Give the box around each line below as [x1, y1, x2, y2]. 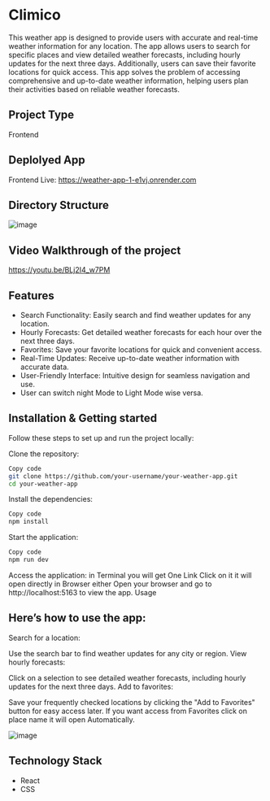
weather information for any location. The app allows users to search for [8, 41, 250, 50]
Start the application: [8, 533, 79, 542]
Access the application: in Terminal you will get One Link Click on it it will [8, 570, 252, 580]
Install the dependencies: [8, 494, 94, 504]
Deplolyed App [8, 153, 85, 168]
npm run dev [8, 555, 49, 564]
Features [8, 289, 54, 303]
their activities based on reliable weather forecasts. [8, 84, 181, 94]
